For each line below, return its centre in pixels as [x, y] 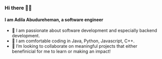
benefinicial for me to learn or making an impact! [61, 52]
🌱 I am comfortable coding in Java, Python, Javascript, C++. [73, 41]
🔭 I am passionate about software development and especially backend [84, 30]
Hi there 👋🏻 [18, 8]
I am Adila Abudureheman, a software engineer [54, 20]
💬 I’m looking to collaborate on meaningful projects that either [75, 46]
